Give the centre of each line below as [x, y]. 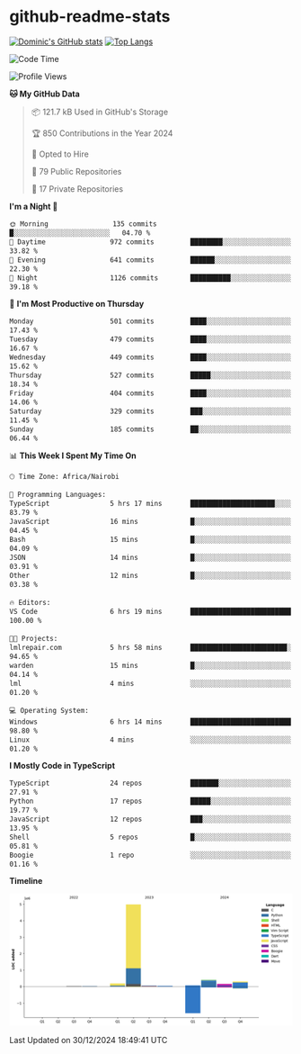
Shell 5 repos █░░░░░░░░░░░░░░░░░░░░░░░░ [150, 837]
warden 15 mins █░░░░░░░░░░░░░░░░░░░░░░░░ [150, 665]
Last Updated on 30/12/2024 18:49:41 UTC [89, 1040]
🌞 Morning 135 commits [83, 224]
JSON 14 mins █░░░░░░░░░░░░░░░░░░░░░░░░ [150, 557]
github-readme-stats [90, 17]
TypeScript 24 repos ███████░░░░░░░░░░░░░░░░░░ [150, 783]
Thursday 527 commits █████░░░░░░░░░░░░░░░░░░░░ [150, 375]
